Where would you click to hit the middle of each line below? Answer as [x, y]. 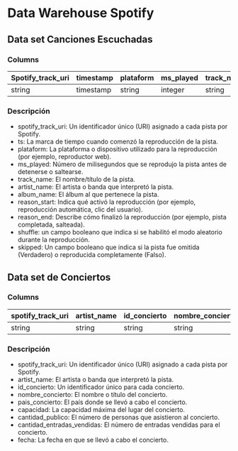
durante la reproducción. [53, 240]
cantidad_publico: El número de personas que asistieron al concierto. [118, 418]
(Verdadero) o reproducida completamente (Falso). [92, 255]
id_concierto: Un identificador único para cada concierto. [101, 387]
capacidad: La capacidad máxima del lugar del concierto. [101, 410]
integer [172, 89]
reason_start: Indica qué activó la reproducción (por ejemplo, [107, 202]
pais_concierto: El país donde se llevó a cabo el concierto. [102, 402]
